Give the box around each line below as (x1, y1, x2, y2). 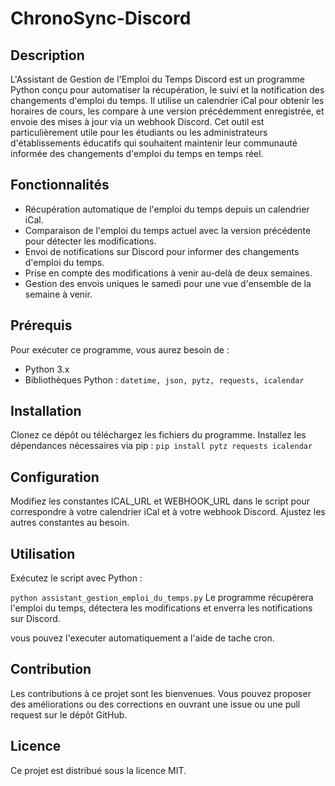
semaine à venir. (24, 288, 93, 300)
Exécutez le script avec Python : (10, 572, 143, 584)
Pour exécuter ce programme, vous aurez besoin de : (10, 343, 230, 356)
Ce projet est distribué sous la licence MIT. (10, 764, 187, 776)
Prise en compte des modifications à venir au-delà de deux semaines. (24, 267, 313, 279)
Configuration (10, 468, 100, 486)
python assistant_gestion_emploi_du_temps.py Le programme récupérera (10, 592, 314, 604)
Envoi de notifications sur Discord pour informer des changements (24, 245, 300, 257)
